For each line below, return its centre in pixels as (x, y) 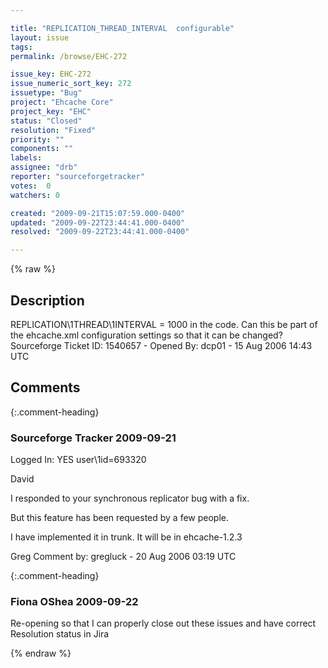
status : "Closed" (46, 121)
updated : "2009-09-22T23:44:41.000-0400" (98, 222)
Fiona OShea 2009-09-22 (74, 601)
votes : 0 (31, 186)
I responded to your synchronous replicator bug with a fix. (130, 498)
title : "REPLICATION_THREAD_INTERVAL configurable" (122, 28)
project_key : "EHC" (51, 111)
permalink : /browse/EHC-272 (69, 56)
